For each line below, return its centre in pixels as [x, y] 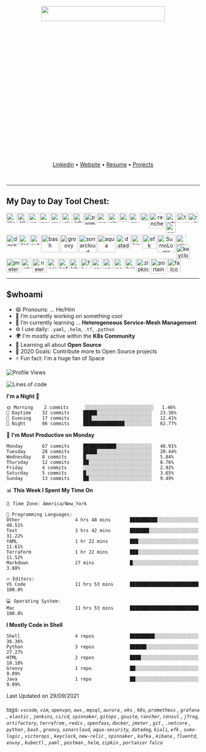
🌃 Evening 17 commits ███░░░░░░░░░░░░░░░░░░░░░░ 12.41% [91, 418]
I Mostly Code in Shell [35, 625]
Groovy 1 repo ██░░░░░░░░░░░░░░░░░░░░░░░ [103, 668]
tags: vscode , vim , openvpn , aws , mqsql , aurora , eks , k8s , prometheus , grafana [103, 710]
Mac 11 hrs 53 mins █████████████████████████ [103, 608]
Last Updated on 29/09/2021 [43, 696]
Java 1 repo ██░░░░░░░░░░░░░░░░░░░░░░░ [103, 679]
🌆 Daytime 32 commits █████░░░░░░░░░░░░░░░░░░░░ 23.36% [91, 413]
